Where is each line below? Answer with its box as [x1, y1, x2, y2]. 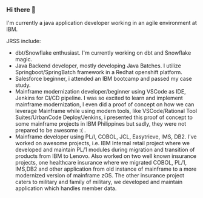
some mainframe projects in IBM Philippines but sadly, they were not [15, 120, 187, 128]
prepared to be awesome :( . [15, 127, 86, 134]
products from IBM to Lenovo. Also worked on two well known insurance [15, 152, 197, 160]
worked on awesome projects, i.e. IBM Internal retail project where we [15, 140, 190, 147]
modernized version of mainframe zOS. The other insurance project [15, 172, 185, 179]
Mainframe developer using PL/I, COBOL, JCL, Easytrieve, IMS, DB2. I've [15, 133, 197, 140]
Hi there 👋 [6, 5, 36, 14]
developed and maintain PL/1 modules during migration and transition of [15, 146, 195, 154]
